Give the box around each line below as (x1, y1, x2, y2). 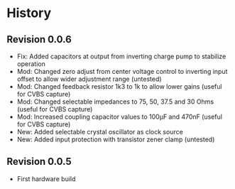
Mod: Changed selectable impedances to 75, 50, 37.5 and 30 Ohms (16, 97, 214, 106)
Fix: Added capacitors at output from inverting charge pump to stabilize (16, 52, 226, 60)
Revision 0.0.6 (6, 33, 72, 45)
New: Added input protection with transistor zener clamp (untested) (16, 135, 215, 144)
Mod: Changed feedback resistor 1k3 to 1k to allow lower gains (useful (16, 82, 222, 90)
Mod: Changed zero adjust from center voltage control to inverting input (16, 67, 228, 75)
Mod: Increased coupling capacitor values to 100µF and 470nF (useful (16, 112, 223, 121)
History (6, 5, 52, 21)
